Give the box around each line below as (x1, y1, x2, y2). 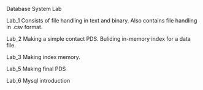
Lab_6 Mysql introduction (6, 77, 71, 84)
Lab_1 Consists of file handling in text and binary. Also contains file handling (6, 17, 197, 24)
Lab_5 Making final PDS (6, 65, 66, 72)
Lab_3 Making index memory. (6, 54, 81, 60)
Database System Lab (6, 5, 62, 12)
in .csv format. (6, 24, 43, 30)
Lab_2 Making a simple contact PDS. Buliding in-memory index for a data (6, 35, 191, 42)
